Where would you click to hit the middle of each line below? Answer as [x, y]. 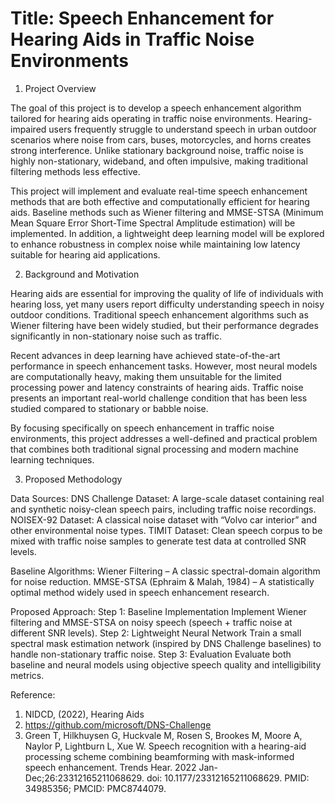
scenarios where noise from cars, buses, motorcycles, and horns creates [161, 139]
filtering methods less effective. [75, 171]
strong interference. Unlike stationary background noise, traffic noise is [157, 150]
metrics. [27, 675]
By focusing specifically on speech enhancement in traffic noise [142, 428]
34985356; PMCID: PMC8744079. [95, 788]
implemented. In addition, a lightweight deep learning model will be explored [167, 233]
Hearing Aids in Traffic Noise [132, 39]
